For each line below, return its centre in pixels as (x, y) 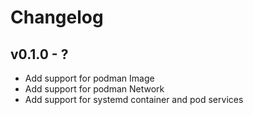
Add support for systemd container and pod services (134, 99)
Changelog (57, 17)
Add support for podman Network (94, 89)
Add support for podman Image (89, 78)
